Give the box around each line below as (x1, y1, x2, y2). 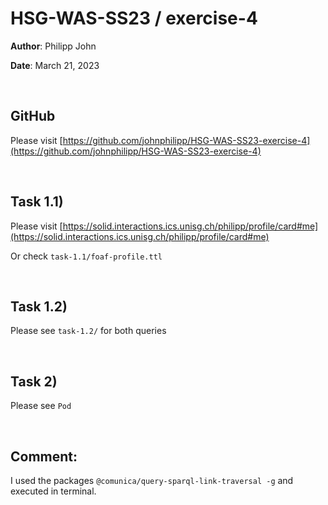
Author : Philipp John (10, 40, 97, 52)
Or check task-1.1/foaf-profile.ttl (10, 250, 163, 262)
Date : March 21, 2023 (10, 59, 100, 71)
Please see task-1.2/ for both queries (10, 325, 167, 337)
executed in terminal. (10, 485, 97, 497)
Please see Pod (10, 400, 72, 412)
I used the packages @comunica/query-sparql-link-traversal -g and (10, 475, 294, 486)
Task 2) (10, 373, 58, 390)
